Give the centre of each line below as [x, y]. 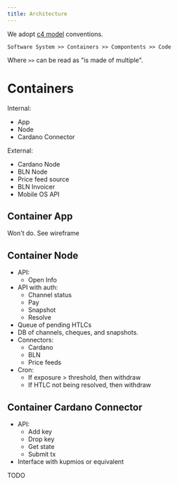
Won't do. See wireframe [43, 233]
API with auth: [38, 287]
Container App [40, 216]
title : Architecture [38, 14]
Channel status [50, 295]
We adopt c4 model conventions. [55, 34]
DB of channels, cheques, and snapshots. [78, 333]
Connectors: [36, 340]
